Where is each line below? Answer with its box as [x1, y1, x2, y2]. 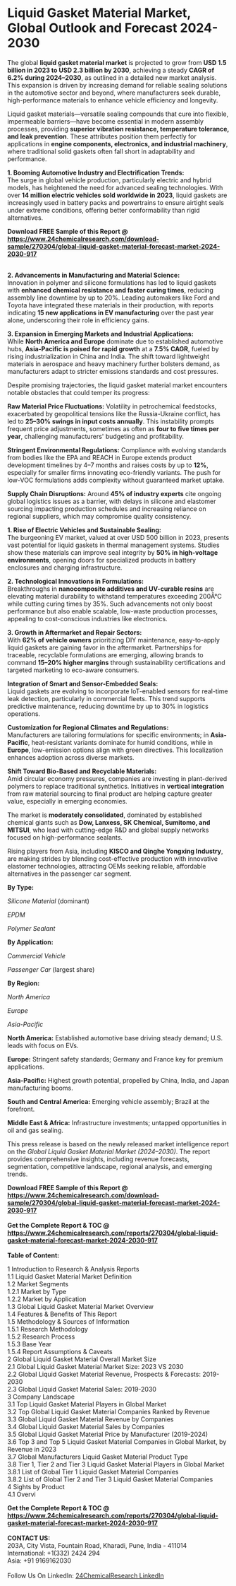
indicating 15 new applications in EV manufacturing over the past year [7, 308, 214, 317]
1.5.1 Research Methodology [7, 1324, 88, 1333]
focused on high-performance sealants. [7, 833, 123, 842]
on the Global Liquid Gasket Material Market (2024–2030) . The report [7, 1147, 211, 1156]
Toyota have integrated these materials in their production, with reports [7, 300, 213, 309]
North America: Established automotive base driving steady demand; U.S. [7, 1033, 223, 1042]
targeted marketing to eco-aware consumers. [7, 666, 139, 674]
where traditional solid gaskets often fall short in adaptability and [7, 147, 195, 155]
